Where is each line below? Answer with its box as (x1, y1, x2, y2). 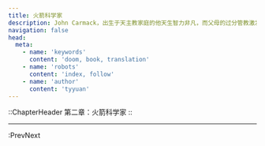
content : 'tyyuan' (28, 84, 90, 93)
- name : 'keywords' (22, 48, 87, 56)
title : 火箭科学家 (8, 11, 63, 20)
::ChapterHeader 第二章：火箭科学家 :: (8, 107, 132, 117)
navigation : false (8, 26, 69, 34)
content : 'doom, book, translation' (28, 56, 150, 64)
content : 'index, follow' (28, 70, 114, 78)
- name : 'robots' (22, 63, 80, 71)
